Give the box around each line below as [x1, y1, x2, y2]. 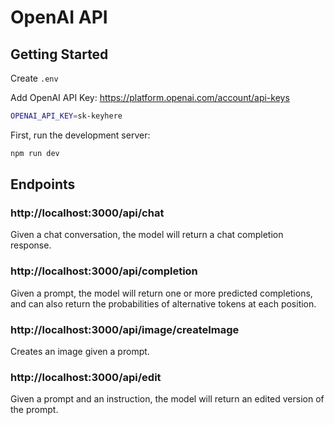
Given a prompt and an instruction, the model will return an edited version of [10, 393, 325, 405]
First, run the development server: [10, 129, 151, 141]
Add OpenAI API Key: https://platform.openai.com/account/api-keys [10, 92, 290, 103]
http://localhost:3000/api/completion [10, 264, 198, 278]
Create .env [10, 72, 59, 84]
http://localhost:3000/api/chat [10, 206, 165, 220]
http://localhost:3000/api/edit [10, 370, 162, 384]
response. [10, 239, 52, 251]
